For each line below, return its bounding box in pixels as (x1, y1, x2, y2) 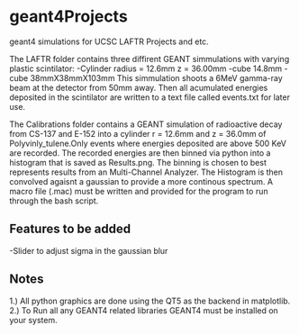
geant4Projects (9, 6, 128, 27)
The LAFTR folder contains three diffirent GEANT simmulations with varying (9, 53, 290, 64)
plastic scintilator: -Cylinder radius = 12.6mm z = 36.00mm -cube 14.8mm (9, 63, 283, 74)
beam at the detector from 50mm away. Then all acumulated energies (9, 82, 268, 93)
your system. (9, 314, 59, 325)
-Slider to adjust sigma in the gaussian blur (9, 245, 168, 256)
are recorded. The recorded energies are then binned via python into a (9, 147, 271, 158)
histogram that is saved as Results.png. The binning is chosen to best (9, 157, 267, 167)
